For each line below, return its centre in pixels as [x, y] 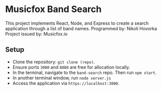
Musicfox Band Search [53, 9]
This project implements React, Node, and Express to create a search [77, 23]
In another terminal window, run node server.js [62, 78]
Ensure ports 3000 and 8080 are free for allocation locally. [71, 67]
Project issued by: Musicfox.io [36, 34]
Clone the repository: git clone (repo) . [54, 62]
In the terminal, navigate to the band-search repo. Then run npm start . [85, 72]
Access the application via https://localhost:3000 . [66, 83]
